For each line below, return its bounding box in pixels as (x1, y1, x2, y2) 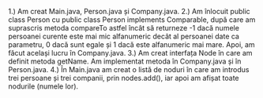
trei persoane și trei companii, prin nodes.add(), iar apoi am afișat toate (8, 74, 239, 82)
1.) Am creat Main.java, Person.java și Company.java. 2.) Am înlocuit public (8, 7, 250, 16)
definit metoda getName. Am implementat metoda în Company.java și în (8, 56, 242, 66)
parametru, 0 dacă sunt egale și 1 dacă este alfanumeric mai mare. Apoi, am (8, 40, 255, 49)
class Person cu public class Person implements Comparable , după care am (8, 15, 256, 24)
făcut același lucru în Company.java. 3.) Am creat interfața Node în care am (8, 49, 253, 57)
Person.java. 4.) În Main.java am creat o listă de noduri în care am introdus (8, 65, 250, 74)
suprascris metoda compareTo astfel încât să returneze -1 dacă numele (8, 24, 239, 32)
